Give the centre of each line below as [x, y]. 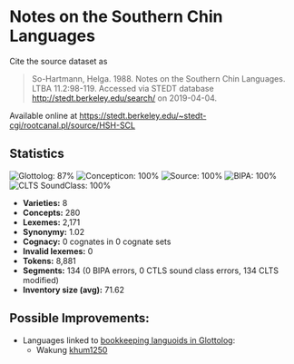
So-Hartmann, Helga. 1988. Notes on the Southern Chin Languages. [158, 78]
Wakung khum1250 [72, 349]
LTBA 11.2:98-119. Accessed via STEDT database [123, 88]
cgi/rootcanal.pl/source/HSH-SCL [73, 125]
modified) [40, 280]
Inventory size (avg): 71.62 [73, 290]
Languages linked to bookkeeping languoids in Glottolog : [129, 340]
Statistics [37, 154]
